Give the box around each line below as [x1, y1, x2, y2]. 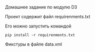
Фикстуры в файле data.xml [5, 41, 62, 47]
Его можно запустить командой [5, 23, 72, 29]
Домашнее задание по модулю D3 [5, 4, 77, 10]
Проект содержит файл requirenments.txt [5, 14, 91, 19]
